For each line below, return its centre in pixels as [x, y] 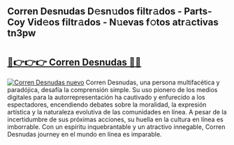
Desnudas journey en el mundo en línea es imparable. [85, 134]
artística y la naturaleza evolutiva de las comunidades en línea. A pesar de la [117, 112]
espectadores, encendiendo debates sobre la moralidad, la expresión [107, 105]
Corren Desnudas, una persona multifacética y [153, 82]
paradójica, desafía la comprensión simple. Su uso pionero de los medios [112, 90]
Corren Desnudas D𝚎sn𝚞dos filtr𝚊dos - [95, 12]
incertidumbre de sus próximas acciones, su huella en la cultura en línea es [115, 119]
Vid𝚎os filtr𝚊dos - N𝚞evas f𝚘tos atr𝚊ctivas [123, 23]
